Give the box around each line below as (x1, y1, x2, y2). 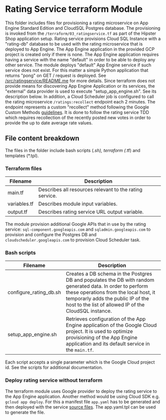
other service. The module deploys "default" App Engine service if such (5, 62, 152, 68)
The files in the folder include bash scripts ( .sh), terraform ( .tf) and (5, 147, 141, 153)
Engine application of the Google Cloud (66, 322, 157, 329)
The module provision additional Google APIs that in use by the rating (5, 221, 146, 227)
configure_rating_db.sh (7, 289, 61, 296)
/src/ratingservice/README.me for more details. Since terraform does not (5, 78, 155, 84)
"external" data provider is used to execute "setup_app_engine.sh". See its (5, 88, 157, 94)
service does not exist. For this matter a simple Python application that (5, 67, 149, 73)
